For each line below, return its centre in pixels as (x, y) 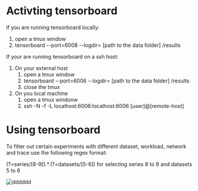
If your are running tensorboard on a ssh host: (62, 56)
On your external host (41, 68)
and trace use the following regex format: (57, 152)
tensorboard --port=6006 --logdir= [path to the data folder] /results (106, 81)
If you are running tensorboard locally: (53, 27)
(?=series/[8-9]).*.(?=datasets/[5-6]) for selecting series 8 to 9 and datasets (99, 164)
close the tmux (42, 87)
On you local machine (41, 93)
